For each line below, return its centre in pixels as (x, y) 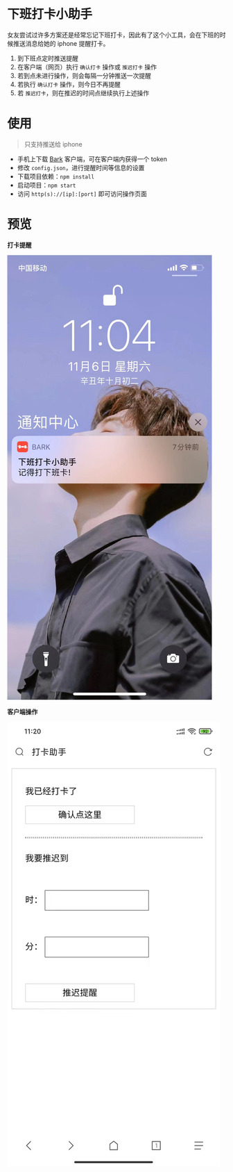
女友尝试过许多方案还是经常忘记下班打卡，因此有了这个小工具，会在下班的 (113, 35)
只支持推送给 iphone (53, 144)
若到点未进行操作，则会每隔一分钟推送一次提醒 (84, 75)
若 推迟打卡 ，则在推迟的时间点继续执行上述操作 (83, 93)
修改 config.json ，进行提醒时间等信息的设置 (81, 167)
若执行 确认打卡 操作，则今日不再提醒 (69, 84)
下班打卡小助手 (50, 14)
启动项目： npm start (46, 185)
